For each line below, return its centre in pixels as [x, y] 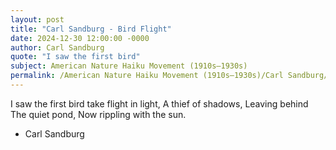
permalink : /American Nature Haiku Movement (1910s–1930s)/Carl [147, 76]
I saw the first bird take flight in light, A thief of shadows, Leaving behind [159, 103]
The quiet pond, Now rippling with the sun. [98, 114]
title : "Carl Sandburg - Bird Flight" [91, 29]
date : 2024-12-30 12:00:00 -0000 [80, 38]
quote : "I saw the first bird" [75, 57]
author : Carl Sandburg [57, 47]
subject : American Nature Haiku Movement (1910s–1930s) [129, 66]
